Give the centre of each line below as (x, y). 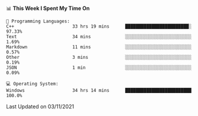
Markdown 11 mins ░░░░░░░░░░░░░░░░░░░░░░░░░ (99, 47)
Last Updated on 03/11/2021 (40, 107)
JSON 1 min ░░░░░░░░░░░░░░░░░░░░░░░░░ (99, 68)
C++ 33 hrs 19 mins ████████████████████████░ (99, 26)
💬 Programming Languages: (38, 21)
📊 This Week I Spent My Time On (48, 8)
